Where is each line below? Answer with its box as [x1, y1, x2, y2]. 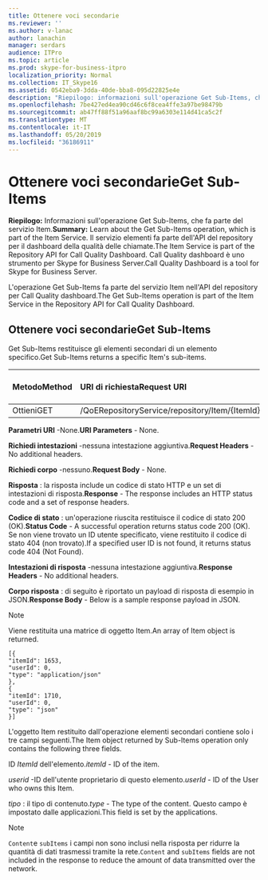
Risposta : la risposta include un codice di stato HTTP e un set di [8, 481, 222, 490]
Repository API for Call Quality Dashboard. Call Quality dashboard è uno [8, 250, 245, 260]
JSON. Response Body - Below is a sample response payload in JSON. [8, 595, 241, 605]
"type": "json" [8, 706, 59, 714]
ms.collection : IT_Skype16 [8, 78, 98, 86]
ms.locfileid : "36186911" [8, 138, 94, 146]
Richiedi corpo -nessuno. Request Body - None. [8, 465, 167, 474]
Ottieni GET [12, 405, 53, 416]
